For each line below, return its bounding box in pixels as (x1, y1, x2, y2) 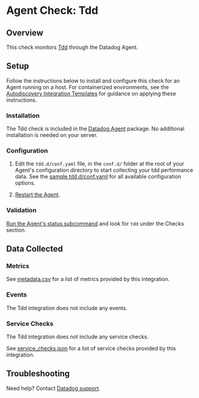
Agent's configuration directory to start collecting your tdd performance (14, 166, 194, 174)
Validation (6, 206, 37, 215)
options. (14, 179, 35, 187)
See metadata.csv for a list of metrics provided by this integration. (6, 276, 170, 283)
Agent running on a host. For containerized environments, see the (6, 83, 170, 90)
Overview (6, 28, 44, 38)
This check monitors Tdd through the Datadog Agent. (6, 43, 138, 51)
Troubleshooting (6, 368, 70, 379)
